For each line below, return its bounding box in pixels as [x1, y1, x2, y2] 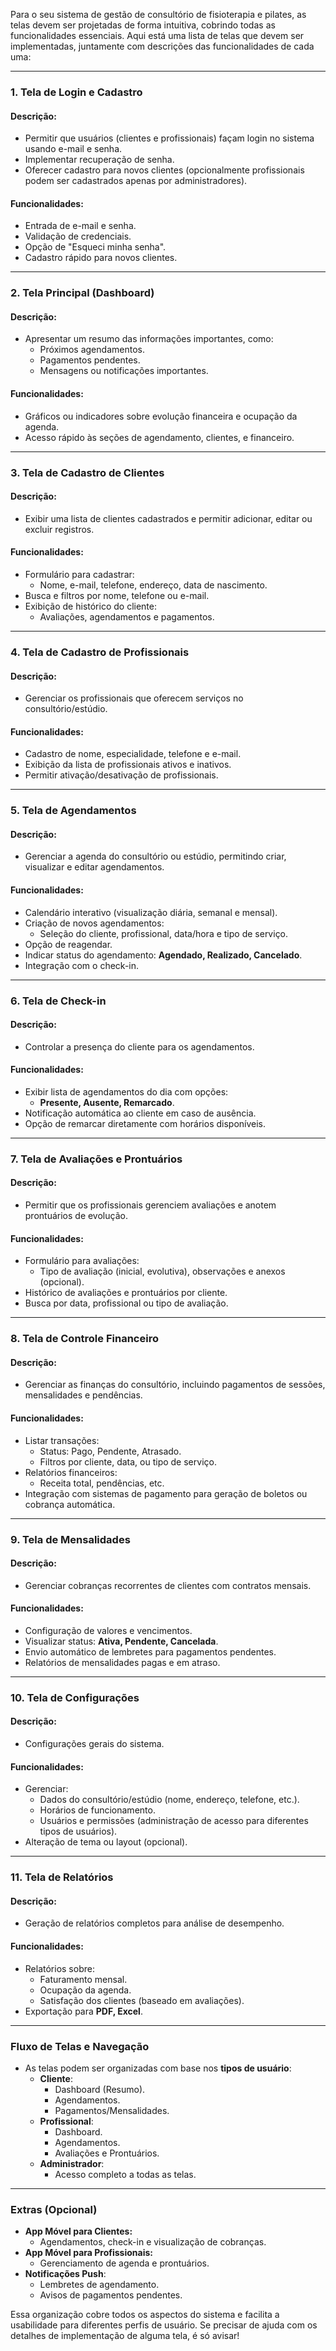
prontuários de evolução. [24, 1210, 128, 1222]
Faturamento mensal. [39, 1973, 128, 1985]
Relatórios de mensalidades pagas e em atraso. [24, 1656, 221, 1668]
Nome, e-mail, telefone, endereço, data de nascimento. [39, 579, 268, 591]
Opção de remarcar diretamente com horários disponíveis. [24, 1117, 267, 1129]
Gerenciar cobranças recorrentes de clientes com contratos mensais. [24, 1579, 312, 1591]
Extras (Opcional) [10, 2202, 98, 2216]
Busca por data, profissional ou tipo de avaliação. [24, 1297, 229, 1309]
